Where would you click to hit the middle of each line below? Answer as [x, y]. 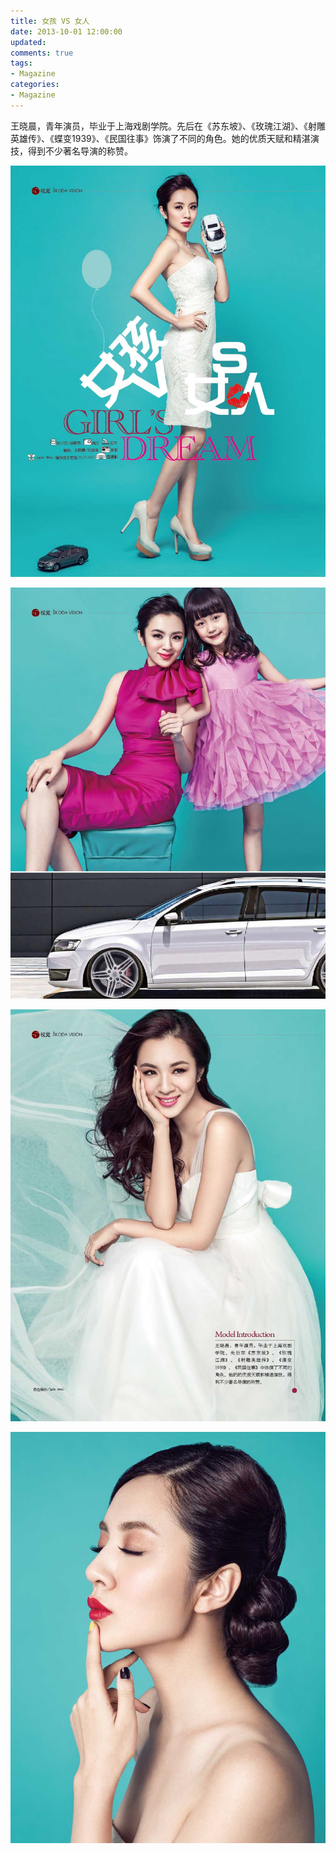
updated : [28, 42]
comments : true [42, 53]
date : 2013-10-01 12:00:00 [66, 31]
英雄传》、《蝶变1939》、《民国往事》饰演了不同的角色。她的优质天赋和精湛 [160, 138]
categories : [35, 85]
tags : [21, 63]
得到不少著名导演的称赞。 [80, 151]
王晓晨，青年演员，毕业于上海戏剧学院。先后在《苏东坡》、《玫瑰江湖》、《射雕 [168, 126]
